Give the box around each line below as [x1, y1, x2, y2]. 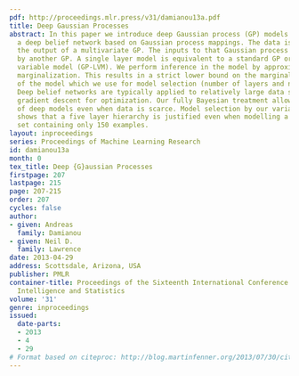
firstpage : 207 [9, 170, 66, 179]
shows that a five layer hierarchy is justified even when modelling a [17, 112, 289, 121]
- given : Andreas [9, 220, 74, 229]
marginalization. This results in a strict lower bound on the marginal [17, 71, 293, 80]
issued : [9, 311, 38, 321]
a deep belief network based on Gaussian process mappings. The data [17, 37, 280, 47]
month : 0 [9, 153, 42, 163]
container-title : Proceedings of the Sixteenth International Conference [9, 278, 289, 287]
